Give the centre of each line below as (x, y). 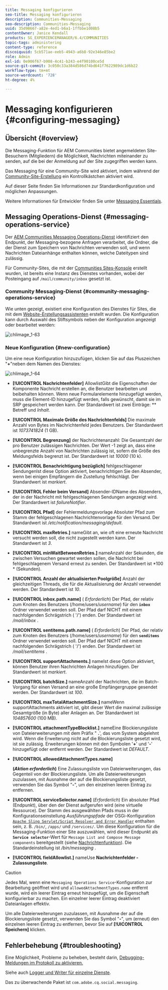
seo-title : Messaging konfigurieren (43, 15)
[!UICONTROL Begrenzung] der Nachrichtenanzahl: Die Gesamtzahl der (87, 440)
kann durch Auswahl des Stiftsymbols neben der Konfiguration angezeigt (81, 319)
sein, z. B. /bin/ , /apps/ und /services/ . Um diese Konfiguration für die (86, 827)
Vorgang (21, 687)
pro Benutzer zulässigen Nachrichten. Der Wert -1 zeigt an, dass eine (84, 446)
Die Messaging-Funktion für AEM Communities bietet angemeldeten (76, 150)
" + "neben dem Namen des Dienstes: (43, 364)
